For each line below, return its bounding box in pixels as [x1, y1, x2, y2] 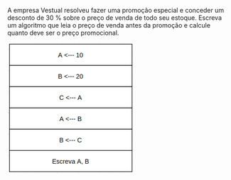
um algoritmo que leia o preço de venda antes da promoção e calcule [7, 21, 211, 29]
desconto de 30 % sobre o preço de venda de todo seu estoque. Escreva [7, 13, 222, 22]
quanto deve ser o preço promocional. [7, 28, 119, 37]
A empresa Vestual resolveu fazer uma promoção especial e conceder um [7, 6, 225, 14]
